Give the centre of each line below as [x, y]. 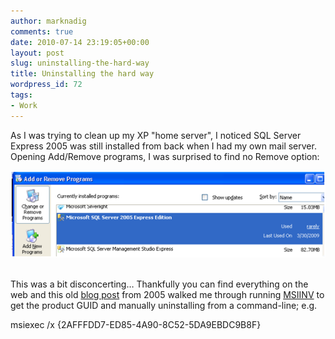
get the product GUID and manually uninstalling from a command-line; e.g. [164, 306]
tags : [21, 95]
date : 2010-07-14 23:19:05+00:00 [80, 42]
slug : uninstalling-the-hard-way [80, 63]
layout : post [37, 53]
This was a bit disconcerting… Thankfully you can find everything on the [159, 284]
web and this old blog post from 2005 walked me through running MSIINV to [167, 295]
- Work [24, 105]
